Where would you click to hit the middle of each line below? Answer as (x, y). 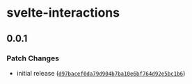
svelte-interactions (63, 13)
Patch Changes (33, 58)
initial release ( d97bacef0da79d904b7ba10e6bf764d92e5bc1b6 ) (101, 73)
